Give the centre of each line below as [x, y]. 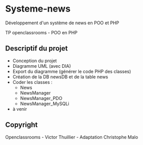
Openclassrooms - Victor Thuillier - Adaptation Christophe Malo [72, 137]
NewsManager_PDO [41, 98]
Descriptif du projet [37, 49]
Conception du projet [35, 61]
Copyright [21, 125]
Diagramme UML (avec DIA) [42, 66]
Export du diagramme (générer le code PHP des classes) [72, 71]
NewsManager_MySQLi [44, 104]
